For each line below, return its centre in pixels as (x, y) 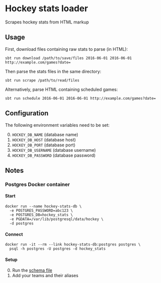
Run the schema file (32, 270)
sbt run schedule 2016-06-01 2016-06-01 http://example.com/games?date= (80, 98)
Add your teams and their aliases (45, 276)
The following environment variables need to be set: (57, 125)
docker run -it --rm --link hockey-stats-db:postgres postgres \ (73, 244)
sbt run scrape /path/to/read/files (42, 80)
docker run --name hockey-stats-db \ (43, 206)
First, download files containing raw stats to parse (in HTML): (67, 49)
